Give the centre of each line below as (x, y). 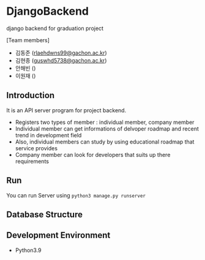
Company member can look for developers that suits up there (93, 155)
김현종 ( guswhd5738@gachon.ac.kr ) (61, 60)
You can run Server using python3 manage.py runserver (76, 195)
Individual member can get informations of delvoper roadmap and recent (107, 128)
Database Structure (44, 214)
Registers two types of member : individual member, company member (105, 122)
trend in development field (48, 135)
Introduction (31, 95)
